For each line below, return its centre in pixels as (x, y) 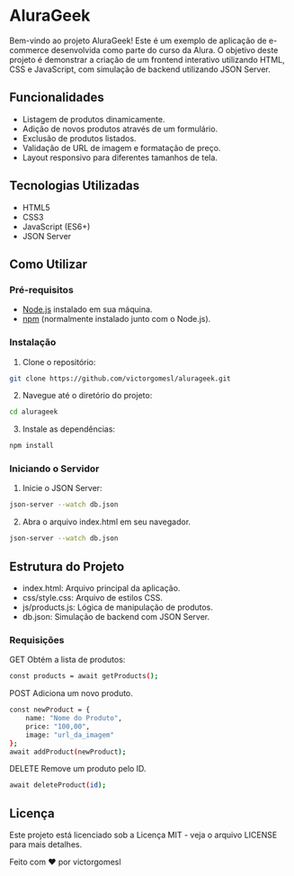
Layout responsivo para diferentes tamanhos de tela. (120, 157)
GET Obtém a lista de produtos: (67, 660)
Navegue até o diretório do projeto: (87, 396)
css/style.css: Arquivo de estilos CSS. (93, 598)
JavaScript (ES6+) (56, 227)
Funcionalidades (57, 98)
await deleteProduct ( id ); (58, 785)
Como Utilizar (49, 264)
